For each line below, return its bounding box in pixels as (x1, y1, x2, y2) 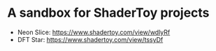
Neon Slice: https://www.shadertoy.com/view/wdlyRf (17, 28, 171, 36)
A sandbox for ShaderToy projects (7, 5, 210, 21)
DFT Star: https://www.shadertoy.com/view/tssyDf (17, 35, 164, 43)
